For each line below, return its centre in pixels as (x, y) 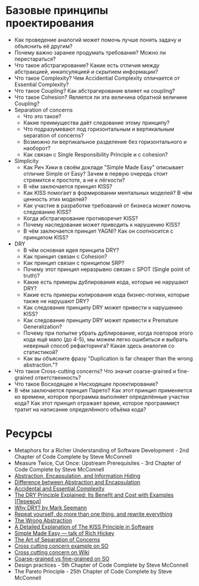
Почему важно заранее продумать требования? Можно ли (90, 52)
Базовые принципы (57, 10)
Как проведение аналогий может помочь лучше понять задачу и (97, 40)
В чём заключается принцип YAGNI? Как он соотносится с (98, 231)
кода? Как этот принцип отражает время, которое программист (97, 403)
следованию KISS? (47, 212)
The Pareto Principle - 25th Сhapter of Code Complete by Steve (93, 571)
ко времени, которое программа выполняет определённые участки (102, 396)
